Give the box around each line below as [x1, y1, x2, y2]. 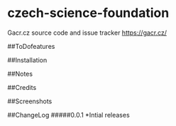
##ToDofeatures [7, 42, 55, 50]
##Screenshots [7, 97, 53, 105]
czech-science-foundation [7, 5, 170, 21]
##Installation [7, 55, 48, 64]
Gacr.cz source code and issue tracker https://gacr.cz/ [7, 28, 167, 37]
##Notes [7, 69, 33, 78]
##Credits [7, 83, 37, 91]
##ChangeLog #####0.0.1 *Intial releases [7, 110, 130, 119]
